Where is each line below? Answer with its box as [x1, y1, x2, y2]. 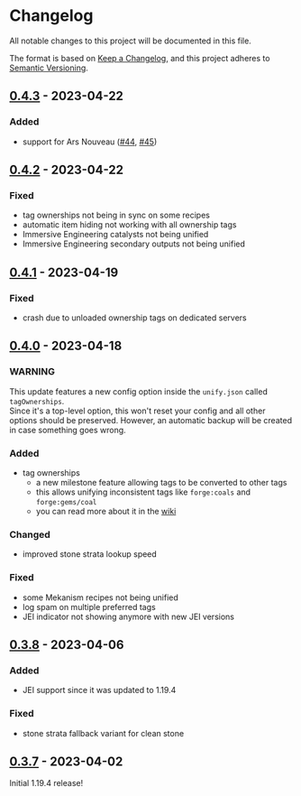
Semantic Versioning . [9, 62, 88, 73]
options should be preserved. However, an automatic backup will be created [9, 414, 293, 425]
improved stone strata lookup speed [22, 549, 158, 560]
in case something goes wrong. [9, 424, 126, 435]
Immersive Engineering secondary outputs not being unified [22, 238, 246, 249]
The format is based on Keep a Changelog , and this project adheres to [9, 52, 270, 63]
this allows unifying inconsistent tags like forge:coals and [35, 486, 251, 497]
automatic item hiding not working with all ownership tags [22, 219, 237, 230]
